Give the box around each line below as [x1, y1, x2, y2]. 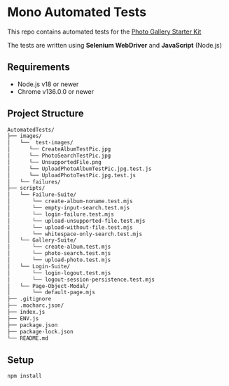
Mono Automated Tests [7, 4, 147, 20]
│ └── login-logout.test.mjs [7, 269, 111, 277]
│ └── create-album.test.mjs [7, 243, 111, 251]
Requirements [7, 61, 70, 74]
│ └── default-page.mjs [7, 289, 96, 296]
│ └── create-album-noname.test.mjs [7, 198, 133, 205]
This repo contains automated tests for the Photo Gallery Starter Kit [7, 27, 202, 36]
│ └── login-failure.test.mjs [7, 211, 114, 218]
